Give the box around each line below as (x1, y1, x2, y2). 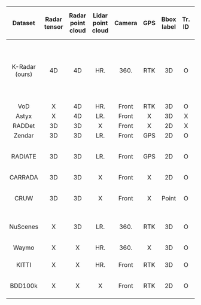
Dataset (12, 19, 35, 27)
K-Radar (11, 63, 36, 71)
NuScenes (9, 222, 39, 231)
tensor (44, 23, 63, 30)
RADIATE (11, 152, 37, 160)
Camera (114, 19, 138, 27)
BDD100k (10, 282, 38, 289)
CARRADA (9, 173, 38, 181)
